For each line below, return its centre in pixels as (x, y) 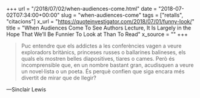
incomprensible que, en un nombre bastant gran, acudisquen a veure (107, 65)
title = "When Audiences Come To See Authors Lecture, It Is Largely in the (99, 28)
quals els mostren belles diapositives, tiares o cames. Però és (98, 59)
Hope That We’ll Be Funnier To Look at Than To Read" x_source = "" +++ (97, 34)
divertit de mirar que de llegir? (59, 78)
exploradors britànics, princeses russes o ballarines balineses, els (103, 52)
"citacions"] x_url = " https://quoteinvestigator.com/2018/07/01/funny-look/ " (101, 21)
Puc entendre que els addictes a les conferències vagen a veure (101, 46)
